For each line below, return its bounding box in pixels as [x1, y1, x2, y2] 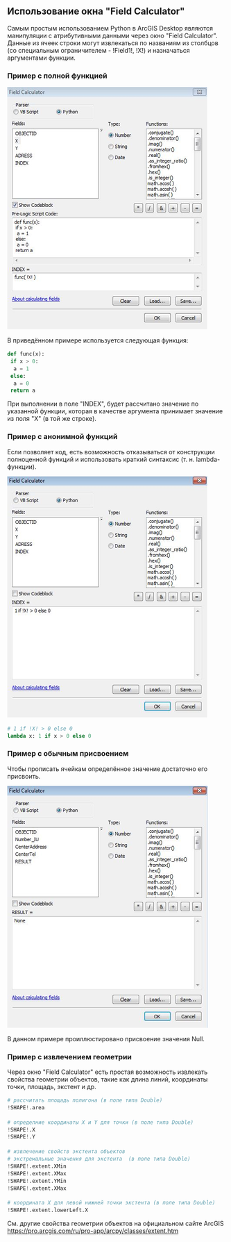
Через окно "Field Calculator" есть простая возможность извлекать [7, 1068, 208, 1076]
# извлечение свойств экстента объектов [7, 1148, 126, 1155]
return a [10, 387, 36, 395]
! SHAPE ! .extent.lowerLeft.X [7, 1207, 89, 1214]
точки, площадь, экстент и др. [7, 1083, 96, 1091]
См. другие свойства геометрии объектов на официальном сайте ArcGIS [7, 1219, 224, 1227]
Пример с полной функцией [7, 71, 108, 81]
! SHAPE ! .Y [7, 1134, 36, 1141]
